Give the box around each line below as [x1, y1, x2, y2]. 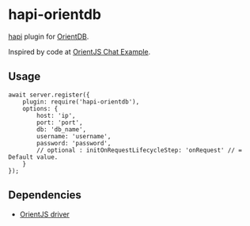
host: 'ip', [36, 111, 77, 119]
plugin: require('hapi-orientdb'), [22, 97, 140, 106]
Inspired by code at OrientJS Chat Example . [8, 47, 151, 56]
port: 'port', [36, 119, 83, 126]
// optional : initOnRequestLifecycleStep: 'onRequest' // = [36, 146, 243, 154]
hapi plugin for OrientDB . [8, 32, 89, 41]
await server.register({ [8, 91, 90, 99]
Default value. [8, 153, 59, 161]
